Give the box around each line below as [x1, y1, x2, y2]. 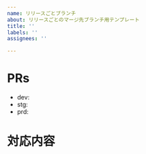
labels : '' [7, 29, 38, 36]
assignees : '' [7, 35, 48, 42]
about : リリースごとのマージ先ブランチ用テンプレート [7, 16, 140, 23]
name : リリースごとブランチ [7, 10, 76, 17]
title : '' [7, 22, 35, 29]
